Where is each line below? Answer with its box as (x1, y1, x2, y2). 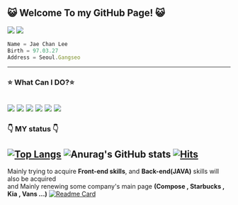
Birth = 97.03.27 (7, 47, 59, 54)
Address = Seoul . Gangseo (7, 54, 81, 61)
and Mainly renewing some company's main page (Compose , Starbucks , (7, 182, 225, 191)
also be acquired (7, 174, 57, 183)
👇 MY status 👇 (7, 123, 59, 133)
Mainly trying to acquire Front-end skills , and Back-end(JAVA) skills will (7, 167, 220, 176)
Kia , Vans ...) (7, 189, 47, 199)
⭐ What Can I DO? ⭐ (7, 77, 75, 87)
